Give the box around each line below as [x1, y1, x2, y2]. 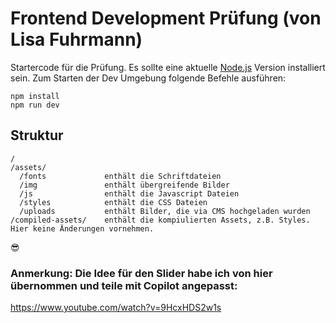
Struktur [10, 127, 64, 144]
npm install [10, 91, 60, 101]
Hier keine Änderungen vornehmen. [10, 223, 155, 234]
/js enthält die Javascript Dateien [19, 188, 240, 199]
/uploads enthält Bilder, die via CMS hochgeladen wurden [19, 206, 311, 216]
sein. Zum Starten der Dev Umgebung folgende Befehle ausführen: [10, 72, 287, 84]
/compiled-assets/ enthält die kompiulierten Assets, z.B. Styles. [10, 215, 311, 225]
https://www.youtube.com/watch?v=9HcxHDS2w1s [10, 302, 222, 314]
